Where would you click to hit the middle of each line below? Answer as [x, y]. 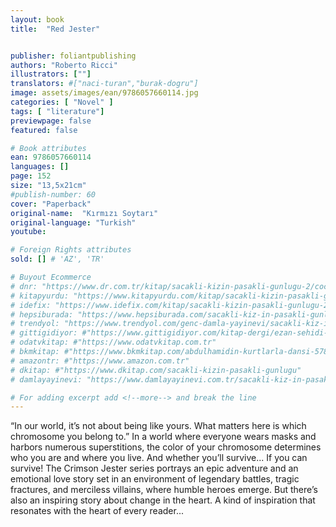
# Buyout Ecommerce [51, 277]
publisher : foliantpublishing [73, 56]
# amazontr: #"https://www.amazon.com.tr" [100, 361]
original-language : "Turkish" [73, 222]
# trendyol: [35, 324]
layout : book [37, 19]
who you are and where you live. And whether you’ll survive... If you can [159, 458]
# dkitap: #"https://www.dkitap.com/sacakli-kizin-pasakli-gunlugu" [156, 370]
